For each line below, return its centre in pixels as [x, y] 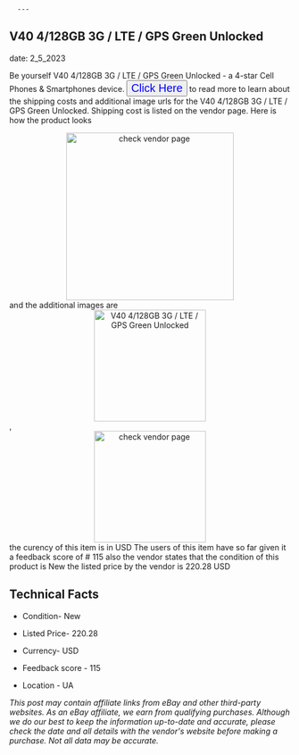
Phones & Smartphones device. [67, 88]
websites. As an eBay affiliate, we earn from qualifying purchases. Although [149, 712]
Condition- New [51, 616]
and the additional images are [64, 305]
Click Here [157, 88]
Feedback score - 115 [61, 667]
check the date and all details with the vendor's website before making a [144, 731]
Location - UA [48, 685]
